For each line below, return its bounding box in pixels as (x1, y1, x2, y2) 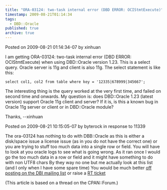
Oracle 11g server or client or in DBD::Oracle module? (5, 104, 114, 110)
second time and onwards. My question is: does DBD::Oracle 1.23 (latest (5, 93, 153, 99)
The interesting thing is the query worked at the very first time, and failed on (5, 88, 162, 94)
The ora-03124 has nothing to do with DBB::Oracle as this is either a (5, 133, 145, 139)
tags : (5, 16, 16, 21)
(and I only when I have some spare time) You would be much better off (5, 165, 152, 171)
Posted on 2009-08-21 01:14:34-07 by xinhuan (5, 44, 101, 50)
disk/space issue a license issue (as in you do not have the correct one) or (5, 138, 158, 144)
